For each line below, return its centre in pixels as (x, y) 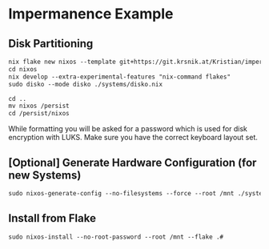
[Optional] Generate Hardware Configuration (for (132, 162)
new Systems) (45, 175)
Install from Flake (52, 218)
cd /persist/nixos (39, 114)
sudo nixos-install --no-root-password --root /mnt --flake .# (116, 237)
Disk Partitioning (51, 44)
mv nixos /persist (39, 106)
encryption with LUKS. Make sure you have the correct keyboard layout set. (133, 138)
